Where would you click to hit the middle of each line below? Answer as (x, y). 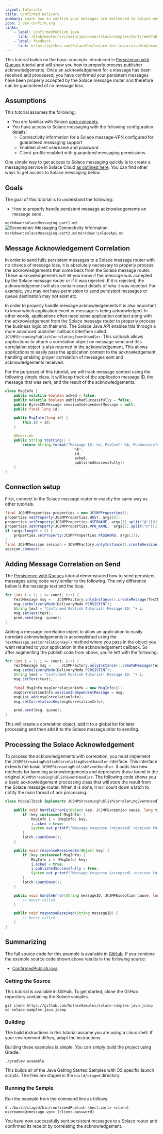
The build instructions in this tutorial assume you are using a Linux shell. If (79, 1033)
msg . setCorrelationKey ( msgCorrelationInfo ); (59, 701)
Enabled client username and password (59, 148)
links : (12, 28)
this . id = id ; (37, 423)
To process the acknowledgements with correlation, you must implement (78, 756)
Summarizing (26, 942)
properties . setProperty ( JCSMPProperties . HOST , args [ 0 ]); (64, 517)
